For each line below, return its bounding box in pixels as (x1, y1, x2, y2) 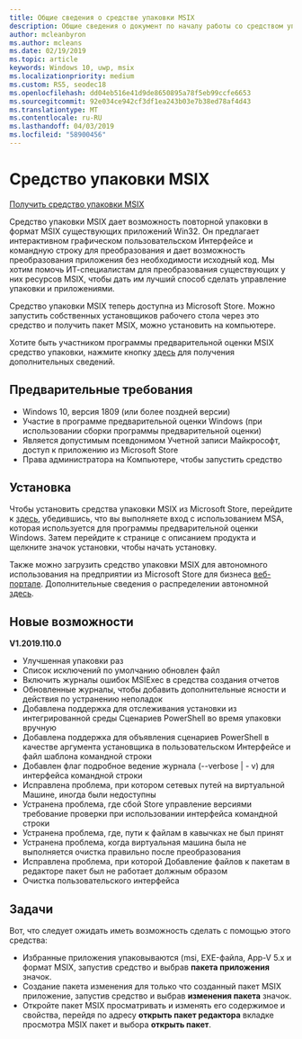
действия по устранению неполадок (22, 694, 164, 704)
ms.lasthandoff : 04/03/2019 (9, 122, 115, 131)
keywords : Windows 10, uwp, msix (9, 64, 135, 73)
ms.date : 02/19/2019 (9, 47, 87, 56)
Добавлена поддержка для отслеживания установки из (22, 703, 237, 714)
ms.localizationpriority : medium (9, 72, 135, 81)
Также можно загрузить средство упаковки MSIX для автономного (9, 560, 268, 570)
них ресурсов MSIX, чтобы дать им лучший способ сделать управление (9, 273, 287, 284)
